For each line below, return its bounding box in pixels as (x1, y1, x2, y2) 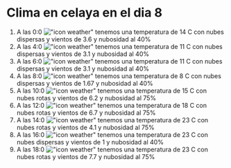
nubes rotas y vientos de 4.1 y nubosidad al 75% (16, 123, 155, 131)
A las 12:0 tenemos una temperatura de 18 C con (16, 101, 207, 109)
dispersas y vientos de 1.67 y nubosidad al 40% (16, 79, 153, 87)
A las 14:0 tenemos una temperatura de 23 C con (16, 115, 209, 124)
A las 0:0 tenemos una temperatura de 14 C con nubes (16, 28, 225, 36)
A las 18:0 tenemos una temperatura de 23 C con (16, 145, 209, 153)
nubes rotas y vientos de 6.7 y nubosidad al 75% (16, 109, 156, 117)
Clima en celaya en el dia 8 (6, 5, 163, 21)
